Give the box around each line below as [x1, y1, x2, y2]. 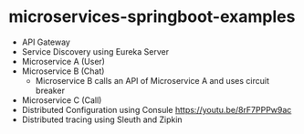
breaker [35, 85, 66, 96]
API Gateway [21, 36, 70, 47]
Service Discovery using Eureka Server [21, 46, 170, 57]
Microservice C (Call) [21, 94, 102, 106]
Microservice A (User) [21, 56, 106, 67]
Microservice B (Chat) [21, 66, 105, 77]
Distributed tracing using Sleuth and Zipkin [21, 114, 183, 125]
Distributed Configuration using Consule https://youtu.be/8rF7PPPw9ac [21, 104, 292, 115]
